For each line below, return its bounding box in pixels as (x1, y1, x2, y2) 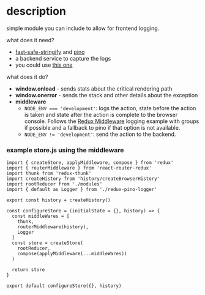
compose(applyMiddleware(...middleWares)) (17, 251, 127, 257)
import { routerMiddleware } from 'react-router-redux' (6, 165, 152, 171)
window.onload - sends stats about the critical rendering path (15, 84, 173, 92)
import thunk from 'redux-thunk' (6, 170, 92, 177)
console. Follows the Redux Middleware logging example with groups (24, 118, 199, 125)
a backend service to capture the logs (15, 54, 111, 62)
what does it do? (6, 73, 48, 80)
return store (12, 267, 45, 273)
